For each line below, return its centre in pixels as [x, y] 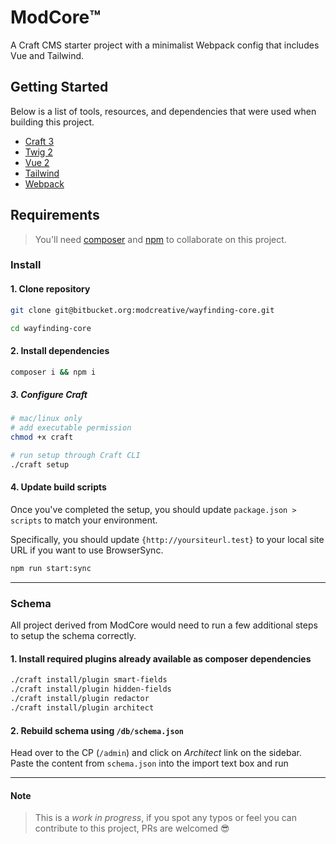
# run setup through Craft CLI [75, 456]
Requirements [55, 215]
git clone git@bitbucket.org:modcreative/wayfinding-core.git [142, 310]
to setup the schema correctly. [73, 636]
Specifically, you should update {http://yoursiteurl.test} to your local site [167, 540]
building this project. [52, 122]
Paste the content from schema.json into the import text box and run [149, 763]
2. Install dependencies [60, 351]
